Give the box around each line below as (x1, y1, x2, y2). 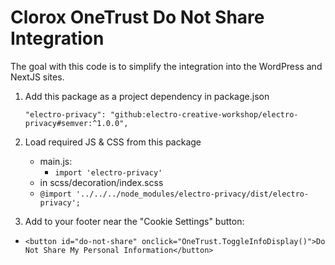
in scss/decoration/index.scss (39, 176, 164, 188)
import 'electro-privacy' (54, 167, 163, 178)
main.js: (39, 155, 73, 167)
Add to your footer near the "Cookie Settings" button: (24, 215, 245, 227)
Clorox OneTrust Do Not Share (10, 6, 265, 29)
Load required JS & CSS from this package (24, 136, 202, 148)
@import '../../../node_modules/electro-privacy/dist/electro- (39, 189, 310, 199)
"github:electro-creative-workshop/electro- (109, 109, 299, 120)
